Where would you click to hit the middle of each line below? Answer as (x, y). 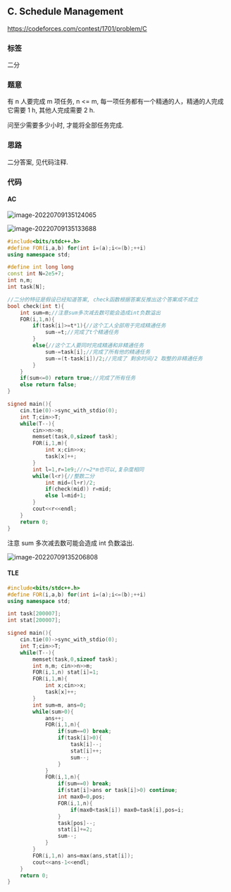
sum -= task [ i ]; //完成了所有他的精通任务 (98, 352)
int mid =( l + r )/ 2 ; (70, 483)
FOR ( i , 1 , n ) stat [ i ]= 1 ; (66, 672)
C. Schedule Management (65, 12)
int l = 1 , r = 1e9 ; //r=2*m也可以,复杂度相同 (88, 469)
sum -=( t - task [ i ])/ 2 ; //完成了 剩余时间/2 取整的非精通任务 (124, 359)
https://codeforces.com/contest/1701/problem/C (77, 28)
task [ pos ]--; (77, 823)
